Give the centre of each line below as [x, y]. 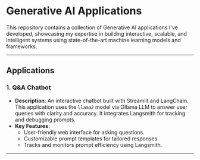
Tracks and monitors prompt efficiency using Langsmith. [93, 145]
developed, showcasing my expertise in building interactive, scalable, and [97, 33]
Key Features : [32, 126]
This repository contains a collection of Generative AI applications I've [92, 27]
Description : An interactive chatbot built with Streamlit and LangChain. [101, 101]
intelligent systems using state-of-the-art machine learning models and [94, 40]
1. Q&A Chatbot [29, 87]
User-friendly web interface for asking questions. [84, 132]
